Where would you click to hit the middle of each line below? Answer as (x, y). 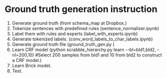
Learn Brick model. (31, 65)
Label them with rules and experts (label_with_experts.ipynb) (75, 33)
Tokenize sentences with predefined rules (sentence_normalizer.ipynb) (86, 28)
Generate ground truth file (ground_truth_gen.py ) (63, 44)
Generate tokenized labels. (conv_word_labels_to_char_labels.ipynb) (82, 39)
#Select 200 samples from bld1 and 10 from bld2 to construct (98, 55)
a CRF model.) (27, 60)
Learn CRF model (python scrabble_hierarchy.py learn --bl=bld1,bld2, (84, 49)
